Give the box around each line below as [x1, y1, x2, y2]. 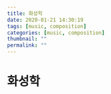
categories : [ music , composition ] [7, 29, 106, 36]
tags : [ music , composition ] [7, 23, 87, 30]
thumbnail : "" [7, 36, 48, 43]
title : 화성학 [7, 10, 43, 17]
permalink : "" [7, 42, 48, 49]
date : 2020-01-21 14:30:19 [7, 16, 84, 23]
